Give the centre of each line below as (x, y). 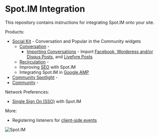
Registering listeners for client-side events (54, 120)
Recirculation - (34, 62)
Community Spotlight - (35, 77)
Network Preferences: (27, 92)
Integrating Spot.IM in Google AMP (54, 72)
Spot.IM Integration (45, 9)
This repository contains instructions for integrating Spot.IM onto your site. (80, 22)
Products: (15, 32)
